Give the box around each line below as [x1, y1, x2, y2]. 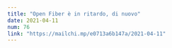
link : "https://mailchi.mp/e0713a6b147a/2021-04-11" [7, 30, 166, 37]
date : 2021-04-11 [7, 17, 59, 24]
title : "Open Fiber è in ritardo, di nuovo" [7, 10, 141, 18]
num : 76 [7, 23, 30, 30]
